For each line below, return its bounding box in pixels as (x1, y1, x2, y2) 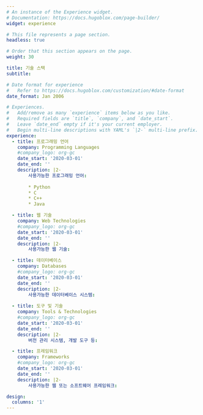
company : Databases (17, 263, 67, 270)
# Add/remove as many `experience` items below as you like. (6, 110, 171, 116)
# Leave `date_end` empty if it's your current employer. (6, 121, 163, 128)
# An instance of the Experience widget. (6, 9, 114, 15)
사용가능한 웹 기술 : (28, 246, 70, 253)
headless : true (6, 37, 45, 44)
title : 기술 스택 (6, 65, 46, 71)
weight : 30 (6, 54, 34, 60)
